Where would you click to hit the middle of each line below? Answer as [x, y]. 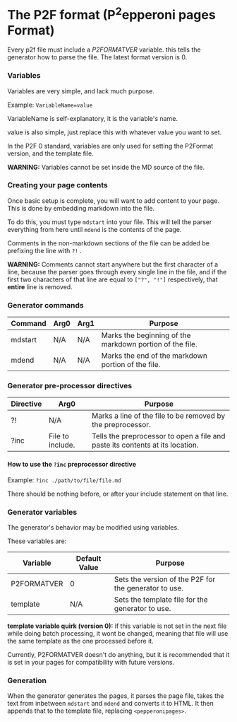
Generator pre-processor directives [70, 386]
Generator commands [45, 305]
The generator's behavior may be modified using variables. [93, 527]
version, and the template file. [50, 153]
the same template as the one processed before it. [80, 641]
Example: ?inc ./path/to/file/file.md [64, 480]
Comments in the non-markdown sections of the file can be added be [108, 243]
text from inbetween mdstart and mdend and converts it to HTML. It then [110, 704]
